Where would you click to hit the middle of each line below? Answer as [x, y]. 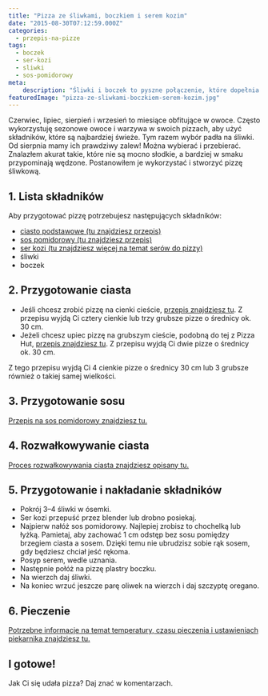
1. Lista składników [56, 196]
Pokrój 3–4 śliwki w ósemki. [66, 510]
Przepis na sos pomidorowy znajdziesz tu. [78, 420]
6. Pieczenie [39, 611]
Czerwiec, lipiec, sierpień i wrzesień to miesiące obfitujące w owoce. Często [134, 120]
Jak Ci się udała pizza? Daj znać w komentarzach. [91, 683]
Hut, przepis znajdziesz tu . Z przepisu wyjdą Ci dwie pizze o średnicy [134, 343]
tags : [17, 46]
